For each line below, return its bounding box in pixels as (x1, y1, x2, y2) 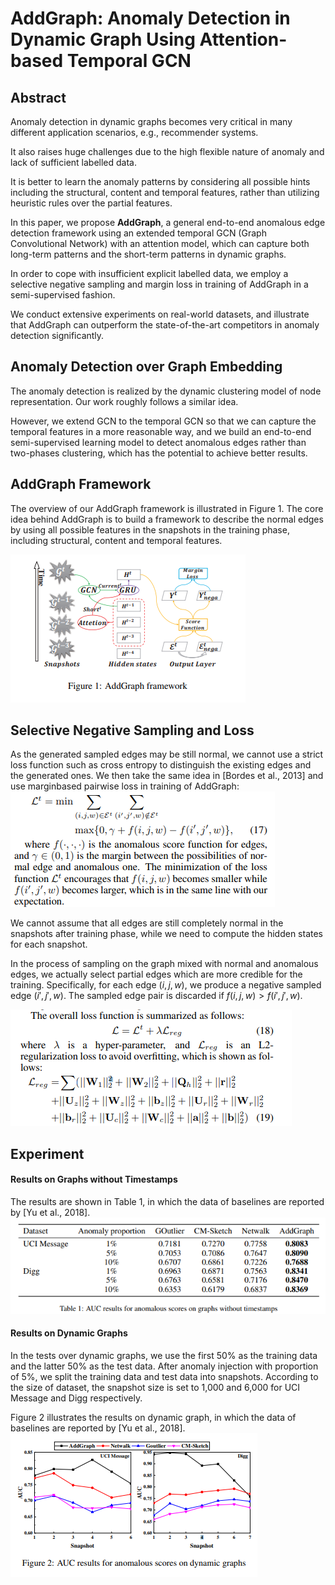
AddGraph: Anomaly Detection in (10, 7, 291, 30)
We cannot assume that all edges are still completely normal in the (10, 917, 284, 929)
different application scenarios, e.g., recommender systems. (10, 127, 259, 138)
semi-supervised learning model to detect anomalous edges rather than (10, 436, 307, 448)
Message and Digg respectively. (10, 1392, 143, 1404)
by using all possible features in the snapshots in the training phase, (10, 523, 290, 536)
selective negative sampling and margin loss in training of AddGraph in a (10, 278, 309, 290)
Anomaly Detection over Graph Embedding (10, 358, 283, 376)
